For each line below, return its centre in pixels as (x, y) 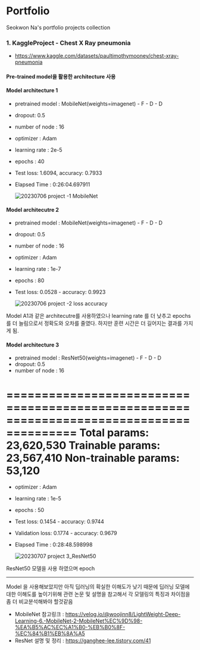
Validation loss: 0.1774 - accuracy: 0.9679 (66, 533)
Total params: (114, 432)
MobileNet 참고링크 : (39, 614)
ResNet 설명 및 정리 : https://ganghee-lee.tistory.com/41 (83, 640)
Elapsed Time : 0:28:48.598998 (54, 545)
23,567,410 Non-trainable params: (93, 458)
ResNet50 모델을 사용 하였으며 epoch (51, 568)
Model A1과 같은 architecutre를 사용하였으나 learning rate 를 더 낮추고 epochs (99, 316)
